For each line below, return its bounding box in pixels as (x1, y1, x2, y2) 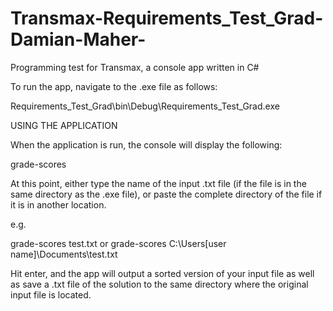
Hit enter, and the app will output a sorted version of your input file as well (10, 267, 315, 279)
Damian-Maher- (10, 28, 147, 51)
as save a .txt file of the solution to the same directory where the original (10, 278, 309, 290)
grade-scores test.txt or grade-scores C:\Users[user (10, 237, 227, 249)
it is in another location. (10, 198, 107, 211)
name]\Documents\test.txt (10, 248, 118, 260)
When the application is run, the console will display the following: (10, 138, 283, 151)
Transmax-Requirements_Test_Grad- (10, 7, 324, 30)
